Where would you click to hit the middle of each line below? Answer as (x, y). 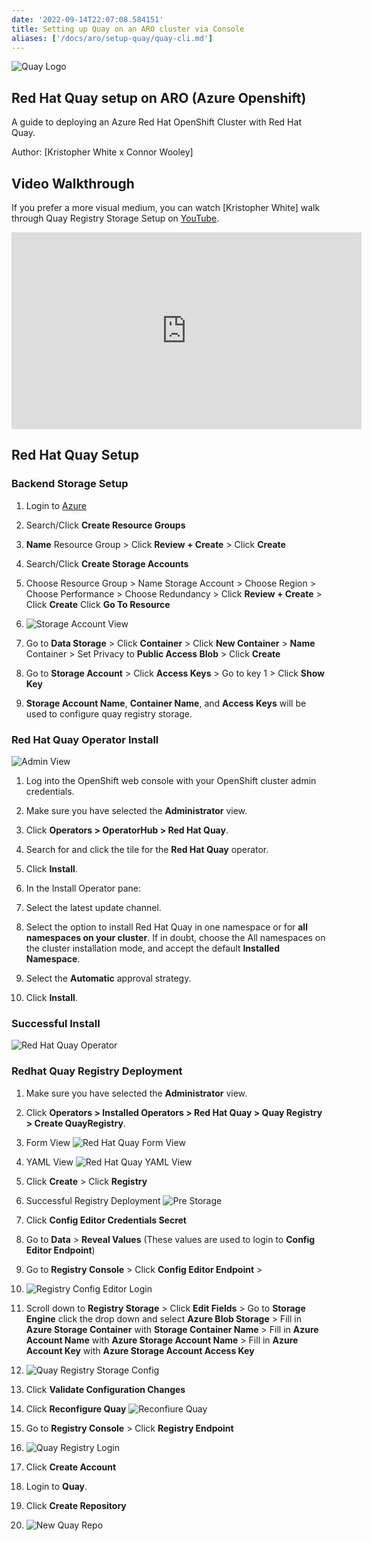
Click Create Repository (76, 1505)
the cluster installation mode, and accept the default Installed (153, 948)
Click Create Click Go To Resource (98, 604)
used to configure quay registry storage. (109, 713)
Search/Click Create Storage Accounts (107, 563)
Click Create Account (71, 1467)
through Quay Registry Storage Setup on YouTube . (115, 218)
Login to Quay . (56, 1486)
